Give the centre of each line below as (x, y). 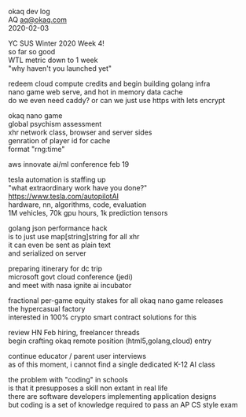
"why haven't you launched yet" (60, 68)
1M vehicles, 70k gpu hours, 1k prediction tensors (88, 213)
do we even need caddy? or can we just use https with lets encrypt (117, 100)
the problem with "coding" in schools (68, 380)
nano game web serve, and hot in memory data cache (95, 92)
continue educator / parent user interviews (77, 356)
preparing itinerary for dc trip (55, 268)
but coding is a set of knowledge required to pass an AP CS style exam (123, 405)
